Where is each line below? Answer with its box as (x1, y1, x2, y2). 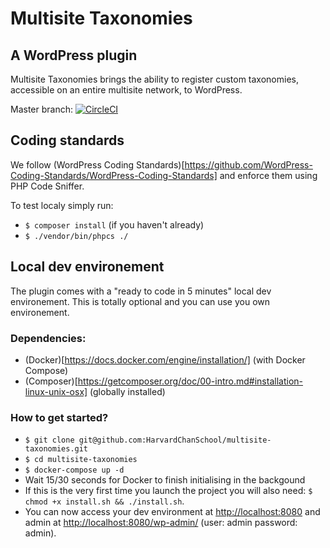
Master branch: (10, 103, 73, 115)
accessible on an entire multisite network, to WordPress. (10, 84, 243, 96)
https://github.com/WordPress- (184, 158, 313, 171)
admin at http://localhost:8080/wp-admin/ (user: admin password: (24, 517, 298, 529)
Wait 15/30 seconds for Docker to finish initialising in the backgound (24, 474, 306, 486)
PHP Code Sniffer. (10, 180, 85, 192)
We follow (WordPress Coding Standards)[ (10, 158, 185, 171)
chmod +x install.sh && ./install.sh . (24, 495, 185, 507)
